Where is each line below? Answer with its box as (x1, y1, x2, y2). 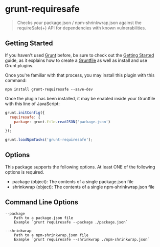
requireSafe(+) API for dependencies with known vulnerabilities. (17, 25, 146, 30)
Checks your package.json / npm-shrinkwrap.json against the (17, 20, 142, 26)
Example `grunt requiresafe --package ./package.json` (14, 220, 128, 224)
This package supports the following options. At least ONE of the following (5, 164, 156, 170)
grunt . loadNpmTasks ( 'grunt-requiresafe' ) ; (5, 137, 93, 142)
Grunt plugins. (5, 62, 34, 68)
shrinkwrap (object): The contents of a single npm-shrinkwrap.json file (12, 184, 155, 190)
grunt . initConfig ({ (5, 110, 45, 115)
